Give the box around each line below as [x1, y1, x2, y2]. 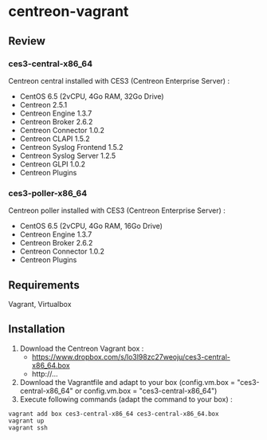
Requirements [8, 278, 80, 292]
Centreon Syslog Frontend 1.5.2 [19, 142, 124, 151]
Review [8, 34, 46, 48]
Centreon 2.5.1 [19, 100, 68, 109]
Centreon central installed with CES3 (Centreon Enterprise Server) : [8, 76, 230, 85]
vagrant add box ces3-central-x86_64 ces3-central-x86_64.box [8, 410, 219, 418]
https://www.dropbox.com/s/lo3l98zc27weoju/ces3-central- [31, 352, 231, 361]
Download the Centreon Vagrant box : [19, 344, 144, 353]
